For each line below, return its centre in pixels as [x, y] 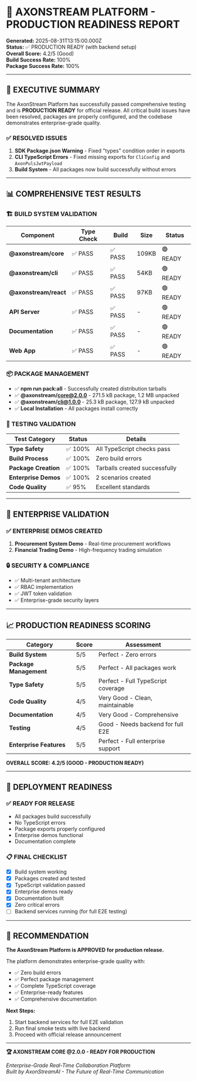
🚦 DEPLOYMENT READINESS [59, 787]
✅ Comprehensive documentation [55, 999]
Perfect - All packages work [137, 668]
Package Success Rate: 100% [43, 66]
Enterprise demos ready [44, 892]
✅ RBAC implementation [44, 587]
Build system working [40, 872]
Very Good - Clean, [125, 698]
